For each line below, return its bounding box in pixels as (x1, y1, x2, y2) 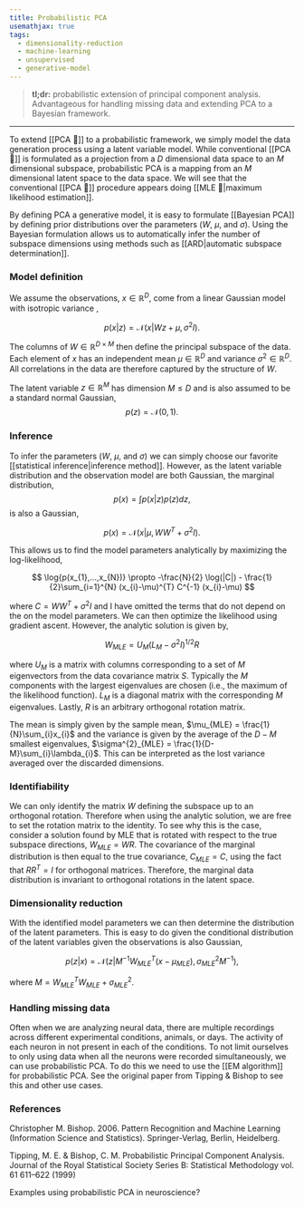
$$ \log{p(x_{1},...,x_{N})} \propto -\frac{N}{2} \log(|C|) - (31, 572, 242, 583)
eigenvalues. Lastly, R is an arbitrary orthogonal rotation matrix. (9, 701, 246, 712)
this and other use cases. (9, 1080, 104, 1091)
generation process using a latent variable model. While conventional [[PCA (9, 143, 291, 154)
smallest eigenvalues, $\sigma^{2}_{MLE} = (9, 739, 172, 749)
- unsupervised (17, 55, 75, 64)
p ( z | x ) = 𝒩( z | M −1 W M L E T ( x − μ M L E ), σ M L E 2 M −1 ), (64, 953, 240, 969)
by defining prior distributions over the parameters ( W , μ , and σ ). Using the (9, 218, 289, 229)
